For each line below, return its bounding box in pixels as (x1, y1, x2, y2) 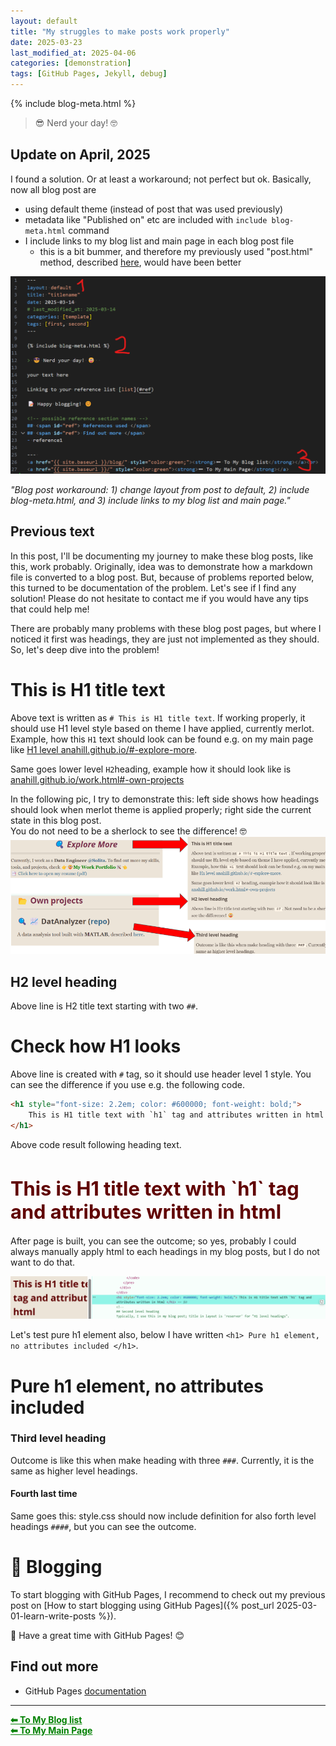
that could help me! (10, 603, 90, 615)
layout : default (10, 16, 78, 26)
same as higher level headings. (10, 1465, 138, 1477)
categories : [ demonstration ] (10, 58, 132, 69)
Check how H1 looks (10, 1035, 182, 1058)
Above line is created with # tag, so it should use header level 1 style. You (10, 1068, 312, 1080)
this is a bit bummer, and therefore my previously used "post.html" (39, 245, 314, 257)
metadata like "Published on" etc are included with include (24, 213, 268, 225)
